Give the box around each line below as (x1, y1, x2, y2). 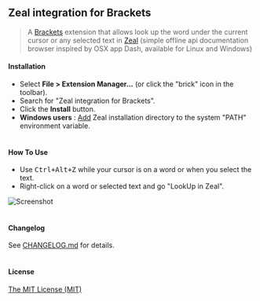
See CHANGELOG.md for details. (8, 240, 115, 250)
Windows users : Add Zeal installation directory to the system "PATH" (19, 113, 247, 123)
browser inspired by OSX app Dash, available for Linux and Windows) (27, 43, 253, 53)
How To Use (8, 147, 49, 156)
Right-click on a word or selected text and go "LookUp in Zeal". (19, 182, 225, 191)
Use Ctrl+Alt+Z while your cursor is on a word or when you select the (19, 165, 252, 174)
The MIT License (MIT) (8, 284, 82, 294)
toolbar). (19, 88, 48, 97)
